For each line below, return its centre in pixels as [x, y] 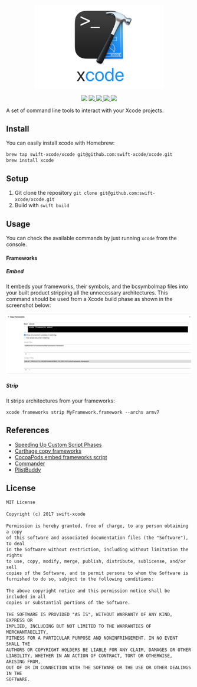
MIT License [21, 503]
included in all [26, 597]
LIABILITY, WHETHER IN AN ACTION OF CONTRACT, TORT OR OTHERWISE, [89, 656]
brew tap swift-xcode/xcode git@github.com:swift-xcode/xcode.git [89, 155]
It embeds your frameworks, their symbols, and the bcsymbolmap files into [97, 286]
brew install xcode [30, 161]
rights [14, 556]
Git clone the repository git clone [56, 193]
